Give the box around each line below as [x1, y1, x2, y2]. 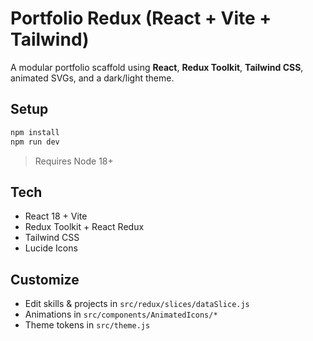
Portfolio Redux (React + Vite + [10, 7, 272, 30]
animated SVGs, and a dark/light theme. [10, 72, 175, 84]
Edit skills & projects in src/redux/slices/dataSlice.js [24, 298, 250, 310]
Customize [10, 271, 80, 288]
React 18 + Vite [24, 210, 88, 222]
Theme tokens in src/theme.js [24, 319, 151, 331]
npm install [10, 127, 60, 137]
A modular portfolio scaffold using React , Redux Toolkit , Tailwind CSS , [10, 61, 304, 73]
